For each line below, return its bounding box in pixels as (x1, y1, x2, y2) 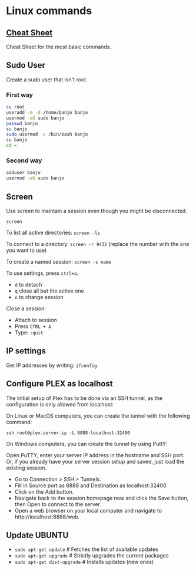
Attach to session (14, 316, 57, 323)
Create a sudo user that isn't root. (6, 76, 88, 83)
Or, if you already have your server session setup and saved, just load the (6, 458, 184, 465)
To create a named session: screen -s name (6, 258, 112, 265)
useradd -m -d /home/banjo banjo (6, 109, 88, 116)
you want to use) (6, 247, 47, 254)
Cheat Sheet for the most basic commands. (6, 43, 112, 50)
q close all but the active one (14, 287, 84, 294)
